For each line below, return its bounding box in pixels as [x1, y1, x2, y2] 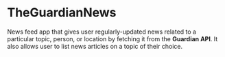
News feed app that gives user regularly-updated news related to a [7, 27, 197, 36]
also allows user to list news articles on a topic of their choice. [7, 42, 183, 50]
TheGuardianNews [7, 5, 117, 21]
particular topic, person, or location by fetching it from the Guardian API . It [7, 34, 218, 43]
